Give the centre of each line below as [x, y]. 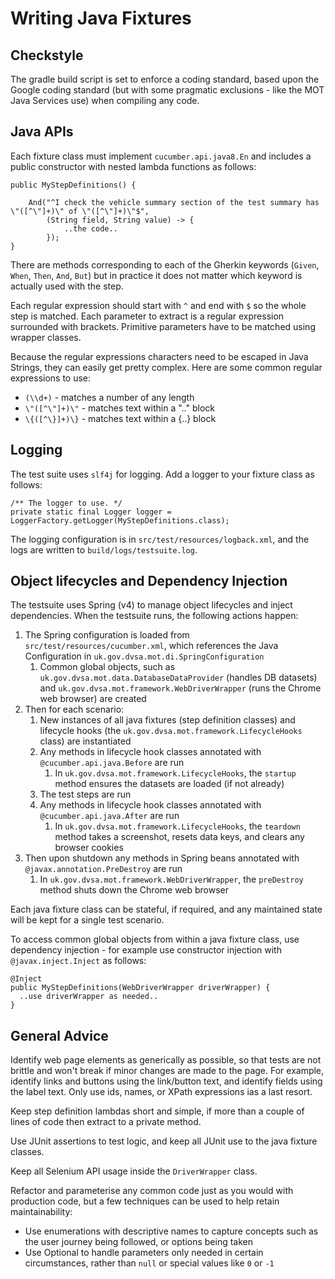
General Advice [59, 1035]
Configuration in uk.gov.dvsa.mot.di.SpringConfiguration [144, 656]
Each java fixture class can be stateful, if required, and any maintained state [166, 909]
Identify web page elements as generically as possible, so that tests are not [166, 1060]
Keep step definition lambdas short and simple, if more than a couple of [157, 1111]
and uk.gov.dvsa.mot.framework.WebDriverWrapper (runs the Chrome [180, 688]
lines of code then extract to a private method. [106, 1122]
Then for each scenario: [74, 709]
